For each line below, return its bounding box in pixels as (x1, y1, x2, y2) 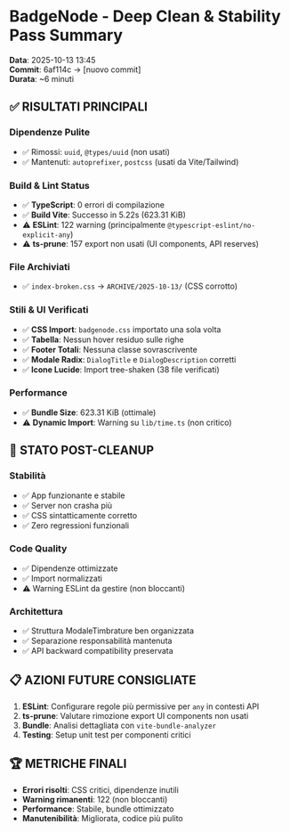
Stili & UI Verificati (9, 304, 89, 316)
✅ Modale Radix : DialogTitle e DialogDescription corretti (21, 354, 237, 364)
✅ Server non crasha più (21, 500, 113, 510)
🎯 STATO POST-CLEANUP (9, 443, 154, 458)
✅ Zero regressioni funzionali (21, 519, 130, 531)
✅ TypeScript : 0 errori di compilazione (21, 199, 165, 210)
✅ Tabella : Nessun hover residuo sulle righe (21, 334, 184, 345)
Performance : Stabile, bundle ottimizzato (21, 803, 174, 814)
